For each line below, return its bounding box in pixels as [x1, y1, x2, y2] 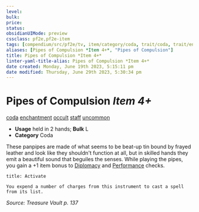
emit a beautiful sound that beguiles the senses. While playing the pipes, [6, 156, 184, 163]
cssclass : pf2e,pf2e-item [6, 36, 70, 42]
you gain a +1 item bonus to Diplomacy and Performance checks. [6, 162, 165, 169]
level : [6, 8, 23, 15]
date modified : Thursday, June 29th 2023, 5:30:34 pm [6, 69, 142, 75]
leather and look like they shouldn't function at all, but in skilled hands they [6, 149, 188, 156]
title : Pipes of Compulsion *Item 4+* [6, 53, 102, 58]
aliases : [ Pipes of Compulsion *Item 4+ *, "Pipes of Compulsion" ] [6, 47, 174, 53]
